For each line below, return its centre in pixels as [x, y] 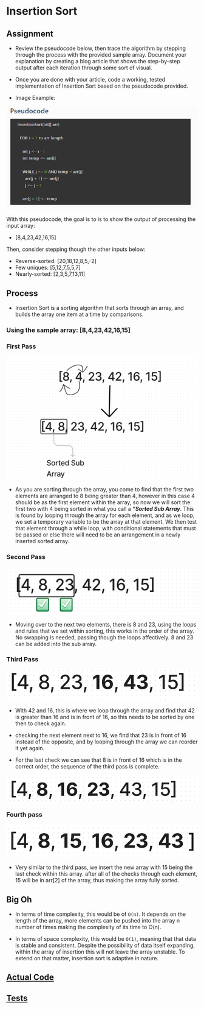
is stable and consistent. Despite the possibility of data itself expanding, [105, 945]
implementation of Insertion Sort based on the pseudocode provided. [101, 86]
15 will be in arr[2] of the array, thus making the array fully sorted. [97, 881]
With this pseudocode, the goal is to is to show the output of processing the [101, 219]
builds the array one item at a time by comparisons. [79, 314]
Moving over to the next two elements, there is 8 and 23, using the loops [106, 624]
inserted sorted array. [42, 541]
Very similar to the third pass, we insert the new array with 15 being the [104, 867]
